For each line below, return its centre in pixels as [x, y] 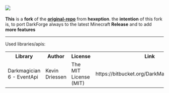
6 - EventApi [23, 76]
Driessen [56, 76]
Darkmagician [24, 70]
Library [24, 56]
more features [20, 29]
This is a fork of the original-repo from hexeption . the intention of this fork [84, 19]
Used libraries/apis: [25, 44]
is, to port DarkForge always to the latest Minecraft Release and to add [78, 24]
